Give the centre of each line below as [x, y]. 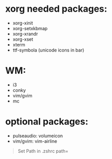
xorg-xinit [23, 23]
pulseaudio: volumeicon [38, 136]
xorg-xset [23, 39]
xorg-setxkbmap [30, 28]
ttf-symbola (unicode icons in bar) [48, 50]
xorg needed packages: [56, 9]
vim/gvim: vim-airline [35, 141]
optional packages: [47, 122]
